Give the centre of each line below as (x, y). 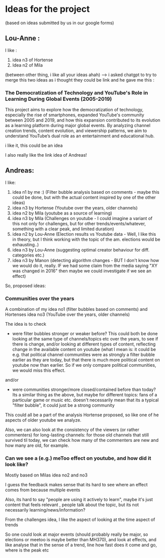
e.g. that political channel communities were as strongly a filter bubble (83, 355)
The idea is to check (26, 324)
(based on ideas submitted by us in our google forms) (60, 23)
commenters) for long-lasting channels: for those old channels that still (77, 435)
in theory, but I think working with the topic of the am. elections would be (86, 239)
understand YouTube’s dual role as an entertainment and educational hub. (80, 136)
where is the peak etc (27, 550)
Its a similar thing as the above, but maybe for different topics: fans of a (85, 395)
